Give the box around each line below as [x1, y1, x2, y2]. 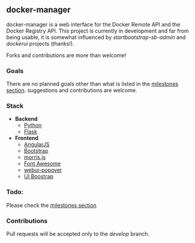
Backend [14, 115, 38, 123]
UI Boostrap [23, 173, 54, 180]
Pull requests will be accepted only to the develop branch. [6, 230, 150, 237]
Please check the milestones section [6, 201, 97, 209]
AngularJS [23, 141, 50, 148]
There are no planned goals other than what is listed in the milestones [6, 81, 179, 88]
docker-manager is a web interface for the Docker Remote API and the [6, 20, 181, 28]
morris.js [23, 153, 46, 161]
